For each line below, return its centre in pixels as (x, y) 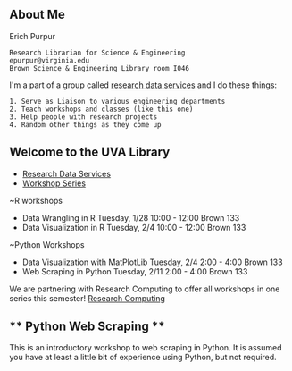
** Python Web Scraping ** (87, 327)
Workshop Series (54, 183)
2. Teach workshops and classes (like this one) (101, 109)
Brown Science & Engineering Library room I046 (100, 68)
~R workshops (36, 200)
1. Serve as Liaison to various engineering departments (117, 101)
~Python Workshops (47, 244)
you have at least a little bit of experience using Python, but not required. (143, 358)
